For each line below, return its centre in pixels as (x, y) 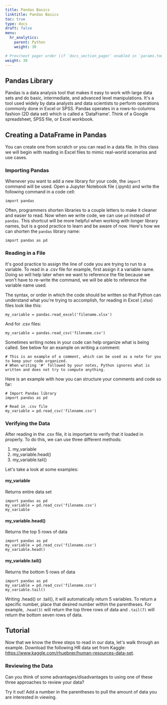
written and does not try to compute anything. (55, 369)
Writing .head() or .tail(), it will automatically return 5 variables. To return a (81, 599)
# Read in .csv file (27, 406)
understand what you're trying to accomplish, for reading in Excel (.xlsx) (79, 300)
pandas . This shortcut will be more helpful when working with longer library (82, 221)
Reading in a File (25, 253)
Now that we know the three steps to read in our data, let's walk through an (82, 642)
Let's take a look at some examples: (42, 469)
